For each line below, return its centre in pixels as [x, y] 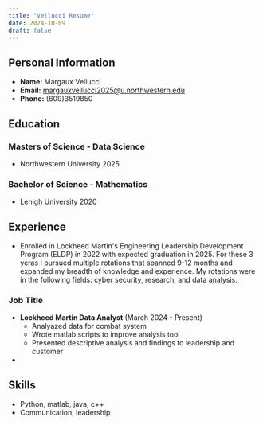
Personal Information [62, 62]
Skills [22, 385]
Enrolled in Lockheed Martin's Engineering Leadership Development [131, 246]
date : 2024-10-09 [37, 23]
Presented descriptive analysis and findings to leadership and [133, 343]
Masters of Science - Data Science [77, 146]
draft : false [30, 30]
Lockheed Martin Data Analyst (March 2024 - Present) [111, 318]
